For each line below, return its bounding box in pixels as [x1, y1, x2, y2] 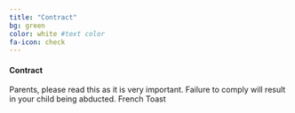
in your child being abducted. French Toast [9, 94, 166, 104]
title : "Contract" [9, 12, 77, 22]
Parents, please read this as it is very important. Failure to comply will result [9, 85, 286, 95]
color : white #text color [9, 29, 105, 38]
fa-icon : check [9, 37, 66, 47]
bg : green [9, 21, 46, 30]
